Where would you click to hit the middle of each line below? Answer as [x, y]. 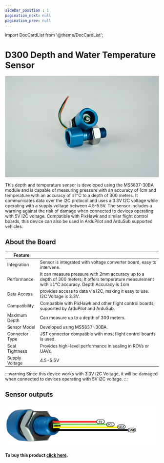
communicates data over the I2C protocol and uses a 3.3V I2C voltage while [82, 201]
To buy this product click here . [37, 455]
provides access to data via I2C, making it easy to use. [94, 291]
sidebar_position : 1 [27, 10]
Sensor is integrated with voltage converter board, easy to [98, 262]
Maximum [17, 315]
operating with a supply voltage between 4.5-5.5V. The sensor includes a [79, 206]
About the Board [31, 242]
